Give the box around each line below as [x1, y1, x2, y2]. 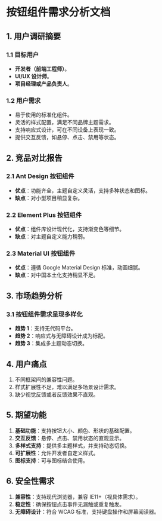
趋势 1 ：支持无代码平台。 [14, 325, 76, 332]
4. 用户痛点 [6, 359, 47, 369]
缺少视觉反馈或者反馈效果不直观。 [14, 391, 99, 398]
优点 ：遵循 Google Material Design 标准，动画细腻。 [14, 264, 144, 271]
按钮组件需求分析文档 [6, 5, 111, 19]
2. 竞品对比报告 [6, 153, 63, 163]
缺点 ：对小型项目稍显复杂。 [14, 194, 83, 201]
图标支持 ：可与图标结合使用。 [14, 456, 88, 464]
